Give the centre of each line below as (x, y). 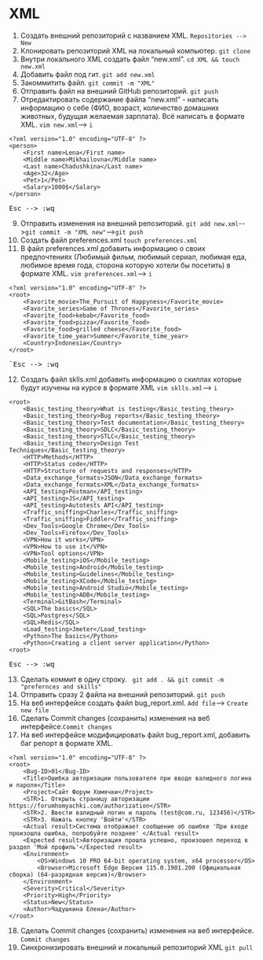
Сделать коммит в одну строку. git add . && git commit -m (122, 679)
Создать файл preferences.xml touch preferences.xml (109, 240)
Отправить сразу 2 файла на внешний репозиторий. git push (123, 694)
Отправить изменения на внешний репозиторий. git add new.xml (129, 223)
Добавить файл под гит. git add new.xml (88, 74)
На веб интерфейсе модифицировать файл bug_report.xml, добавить (135, 735)
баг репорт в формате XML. (67, 743)
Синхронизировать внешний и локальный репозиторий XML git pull (137, 947)
